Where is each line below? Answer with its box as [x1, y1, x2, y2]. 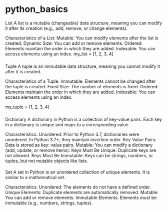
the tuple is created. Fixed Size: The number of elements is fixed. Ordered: [5, 83, 159, 89]
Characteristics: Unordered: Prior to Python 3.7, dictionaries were [5, 131, 139, 137]
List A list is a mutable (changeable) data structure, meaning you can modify [5, 20, 162, 26]
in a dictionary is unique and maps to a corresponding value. [5, 121, 130, 128]
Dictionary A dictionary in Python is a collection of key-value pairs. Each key [5, 116, 162, 122]
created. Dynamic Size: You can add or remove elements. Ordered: [5, 40, 143, 46]
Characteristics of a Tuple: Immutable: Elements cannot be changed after [5, 78, 156, 84]
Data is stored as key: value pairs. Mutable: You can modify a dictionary [5, 142, 153, 148]
